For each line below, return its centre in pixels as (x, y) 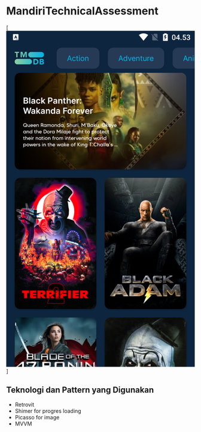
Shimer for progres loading (48, 411)
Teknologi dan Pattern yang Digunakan (80, 390)
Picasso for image (37, 417)
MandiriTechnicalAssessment (82, 11)
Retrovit (25, 404)
